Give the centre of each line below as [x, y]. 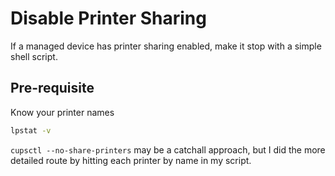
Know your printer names [62, 112]
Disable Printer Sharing [108, 18]
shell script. [34, 56]
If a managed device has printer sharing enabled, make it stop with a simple [166, 46]
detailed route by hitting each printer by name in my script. [131, 160]
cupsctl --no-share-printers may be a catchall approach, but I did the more [168, 149]
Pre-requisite [52, 88]
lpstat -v [31, 130]
